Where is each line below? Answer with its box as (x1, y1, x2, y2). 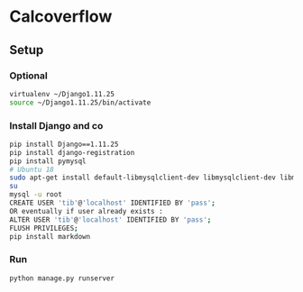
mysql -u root (9, 190, 63, 199)
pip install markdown (9, 232, 91, 241)
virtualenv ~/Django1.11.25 (9, 89, 115, 98)
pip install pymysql (9, 156, 87, 166)
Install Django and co (9, 119, 104, 132)
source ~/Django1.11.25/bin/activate (9, 97, 151, 107)
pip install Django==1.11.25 (9, 140, 119, 149)
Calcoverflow (9, 6, 113, 27)
